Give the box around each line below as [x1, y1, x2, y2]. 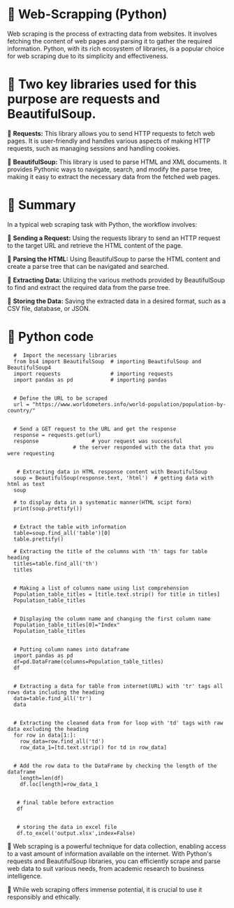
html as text [7, 480, 45, 487]
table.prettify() [13, 536, 64, 543]
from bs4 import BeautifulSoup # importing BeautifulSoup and [13, 358, 201, 365]
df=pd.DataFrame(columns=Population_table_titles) [13, 658, 164, 665]
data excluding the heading [7, 725, 89, 732]
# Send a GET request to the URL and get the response [13, 425, 177, 433]
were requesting [7, 449, 54, 457]
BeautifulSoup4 [7, 364, 52, 371]
